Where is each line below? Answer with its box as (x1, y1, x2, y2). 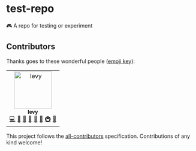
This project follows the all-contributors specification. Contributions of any (6, 132, 191, 140)
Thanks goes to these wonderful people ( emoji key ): (6, 58, 135, 65)
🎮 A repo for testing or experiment (6, 22, 93, 29)
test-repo (6, 2, 55, 16)
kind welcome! (6, 138, 43, 146)
